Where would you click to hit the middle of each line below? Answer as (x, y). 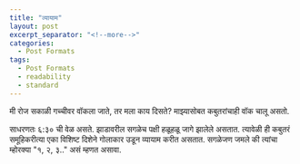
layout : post (34, 26)
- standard (38, 85)
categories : (32, 43)
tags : (20, 60)
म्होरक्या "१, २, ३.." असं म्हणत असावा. (65, 150)
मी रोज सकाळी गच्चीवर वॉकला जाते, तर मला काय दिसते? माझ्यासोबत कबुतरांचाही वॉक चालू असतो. (150, 111)
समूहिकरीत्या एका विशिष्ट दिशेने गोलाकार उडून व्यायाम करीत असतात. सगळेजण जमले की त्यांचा (144, 139)
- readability (44, 77)
